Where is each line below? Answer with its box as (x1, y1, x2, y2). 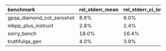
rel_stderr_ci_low (123, 6, 165, 13)
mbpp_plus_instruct (7, 22, 53, 29)
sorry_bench (7, 30, 37, 37)
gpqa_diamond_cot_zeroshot (7, 15, 75, 21)
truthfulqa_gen (7, 38, 42, 45)
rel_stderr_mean (79, 6, 119, 13)
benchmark (7, 6, 36, 13)
